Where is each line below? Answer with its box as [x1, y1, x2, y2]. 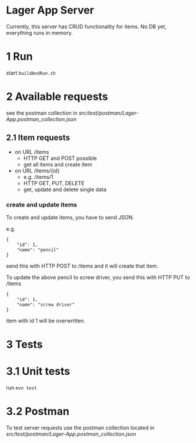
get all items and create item [23, 161, 92, 168]
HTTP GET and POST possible [23, 154, 97, 162]
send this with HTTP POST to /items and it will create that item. [6, 262, 159, 269]
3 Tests [6, 338, 43, 351]
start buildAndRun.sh [6, 69, 56, 76]
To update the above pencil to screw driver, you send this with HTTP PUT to [6, 274, 190, 281]
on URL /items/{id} [14, 167, 60, 174]
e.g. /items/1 [23, 173, 54, 180]
